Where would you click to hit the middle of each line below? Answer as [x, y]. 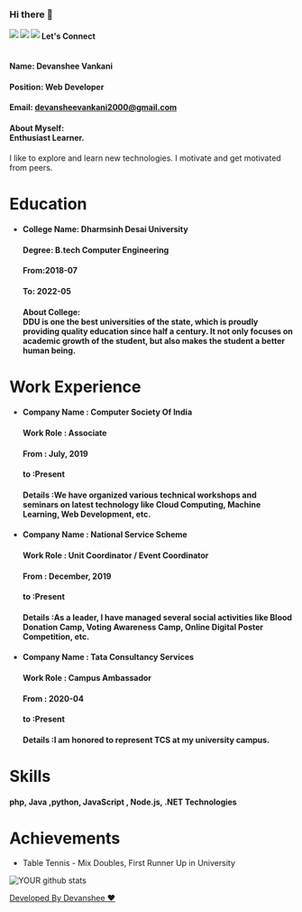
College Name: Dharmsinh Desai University [105, 229]
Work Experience [75, 386]
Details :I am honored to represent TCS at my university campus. [146, 740]
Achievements [65, 838]
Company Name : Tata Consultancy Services [108, 657]
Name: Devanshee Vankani [61, 66]
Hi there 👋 [32, 14]
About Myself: [37, 128]
